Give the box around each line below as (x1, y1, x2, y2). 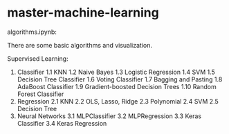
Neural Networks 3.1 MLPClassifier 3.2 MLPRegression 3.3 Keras (17, 112, 202, 120)
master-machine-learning (7, 5, 159, 21)
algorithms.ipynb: (7, 28, 57, 36)
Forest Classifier (17, 90, 64, 98)
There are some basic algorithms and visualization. (7, 41, 153, 49)
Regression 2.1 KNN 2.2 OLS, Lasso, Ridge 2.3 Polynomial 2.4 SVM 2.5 (17, 97, 219, 105)
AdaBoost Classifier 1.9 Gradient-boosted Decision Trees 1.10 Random (17, 82, 217, 90)
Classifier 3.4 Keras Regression (17, 119, 107, 127)
